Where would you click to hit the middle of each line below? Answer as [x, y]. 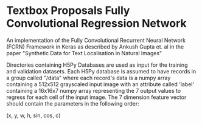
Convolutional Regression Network [96, 23]
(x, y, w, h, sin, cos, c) [33, 115]
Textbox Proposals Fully [68, 11]
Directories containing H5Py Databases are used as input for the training [97, 65]
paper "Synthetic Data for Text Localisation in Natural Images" [84, 53]
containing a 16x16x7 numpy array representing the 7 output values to [94, 90]
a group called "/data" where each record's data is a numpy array [89, 78]
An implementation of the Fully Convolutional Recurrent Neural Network [96, 40]
